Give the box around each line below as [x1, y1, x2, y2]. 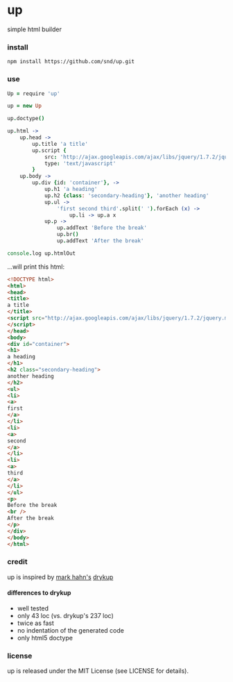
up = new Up [7, 103, 42, 110]
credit [7, 557, 28, 567]
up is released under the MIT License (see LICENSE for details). [7, 667, 189, 675]
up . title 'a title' [32, 140, 89, 147]
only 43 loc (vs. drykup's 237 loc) [17, 612, 114, 620]
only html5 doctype [17, 634, 73, 642]
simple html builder [7, 25, 62, 33]
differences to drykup [7, 589, 71, 597]
